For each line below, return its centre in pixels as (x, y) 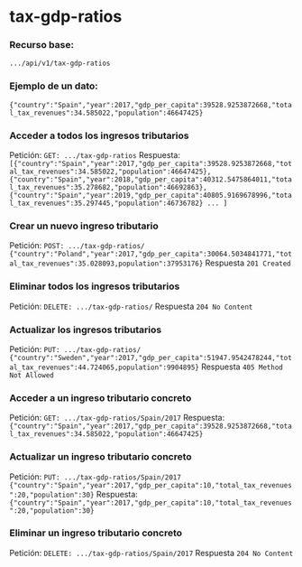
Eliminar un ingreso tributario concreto (96, 533)
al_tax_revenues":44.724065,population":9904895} (105, 367)
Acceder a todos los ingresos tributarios (99, 135)
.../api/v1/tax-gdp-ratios (60, 64)
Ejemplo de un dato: (54, 86)
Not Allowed (32, 375)
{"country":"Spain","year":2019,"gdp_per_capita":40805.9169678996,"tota (151, 196)
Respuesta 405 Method (243, 367)
